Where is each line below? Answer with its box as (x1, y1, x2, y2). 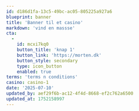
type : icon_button (17, 63, 62, 69)
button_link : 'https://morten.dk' (17, 52, 102, 58)
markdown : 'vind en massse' (6, 25, 76, 31)
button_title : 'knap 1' (17, 47, 76, 53)
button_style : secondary (17, 58, 78, 63)
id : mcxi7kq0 (17, 42, 49, 48)
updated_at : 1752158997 (6, 96, 65, 102)
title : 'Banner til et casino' (6, 19, 83, 25)
